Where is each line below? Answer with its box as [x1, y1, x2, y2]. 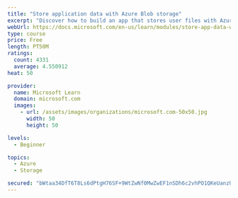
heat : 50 [7, 69, 33, 76]
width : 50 [25, 115, 55, 122]
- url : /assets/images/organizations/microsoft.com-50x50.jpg [20, 109, 208, 116]
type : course [7, 30, 46, 37]
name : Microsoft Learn [13, 89, 81, 96]
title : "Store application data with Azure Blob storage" [7, 10, 182, 18]
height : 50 [25, 122, 59, 129]
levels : [7, 134, 30, 141]
